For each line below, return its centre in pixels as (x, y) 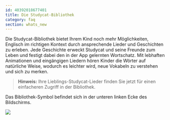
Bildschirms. (18, 103)
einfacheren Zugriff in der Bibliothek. (57, 87)
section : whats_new (26, 24)
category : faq (20, 19)
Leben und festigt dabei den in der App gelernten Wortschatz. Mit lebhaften (85, 55)
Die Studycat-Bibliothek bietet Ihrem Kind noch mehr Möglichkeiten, (77, 39)
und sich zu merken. (27, 72)
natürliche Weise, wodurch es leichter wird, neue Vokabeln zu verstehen (82, 66)
